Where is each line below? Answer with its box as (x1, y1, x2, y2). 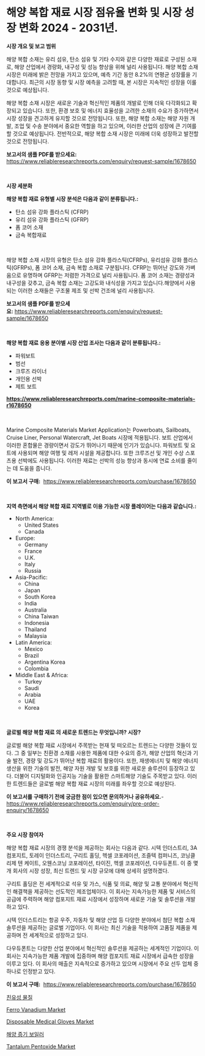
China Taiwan (24, 612, 59, 620)
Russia (24, 567, 42, 574)
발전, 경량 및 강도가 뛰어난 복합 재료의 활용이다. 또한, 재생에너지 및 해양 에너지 (12, 756, 199, 764)
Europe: (15, 534, 35, 542)
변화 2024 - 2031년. (18, 21, 118, 35)
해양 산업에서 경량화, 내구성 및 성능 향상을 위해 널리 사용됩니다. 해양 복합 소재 (14, 63, 199, 71)
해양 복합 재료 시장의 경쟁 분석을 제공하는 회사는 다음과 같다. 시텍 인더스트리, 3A (6, 844, 198, 851)
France (24, 547, 43, 554)
